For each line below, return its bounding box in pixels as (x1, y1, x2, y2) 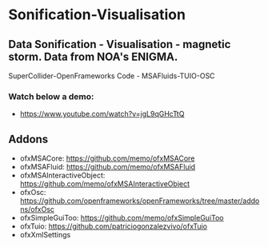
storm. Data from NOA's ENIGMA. (8, 50, 178, 63)
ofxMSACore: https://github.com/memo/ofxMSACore (19, 153, 195, 163)
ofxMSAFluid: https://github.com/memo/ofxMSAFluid (19, 162, 196, 172)
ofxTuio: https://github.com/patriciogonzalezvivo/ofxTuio (19, 221, 208, 231)
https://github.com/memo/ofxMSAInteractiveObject (19, 179, 190, 189)
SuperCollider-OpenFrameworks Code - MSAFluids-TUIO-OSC (8, 71, 215, 81)
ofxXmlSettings (19, 230, 71, 240)
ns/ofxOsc (19, 205, 54, 214)
